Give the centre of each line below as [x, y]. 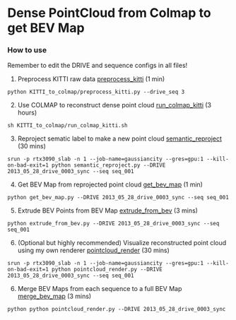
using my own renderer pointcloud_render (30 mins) [93, 250]
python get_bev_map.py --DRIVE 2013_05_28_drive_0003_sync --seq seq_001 [118, 198]
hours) [27, 113]
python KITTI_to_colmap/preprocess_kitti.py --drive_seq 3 [96, 92]
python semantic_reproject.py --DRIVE [109, 165]
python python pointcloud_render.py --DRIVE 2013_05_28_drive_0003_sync [117, 309]
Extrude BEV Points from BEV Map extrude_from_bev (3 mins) [107, 211]
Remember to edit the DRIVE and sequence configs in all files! [98, 66]
